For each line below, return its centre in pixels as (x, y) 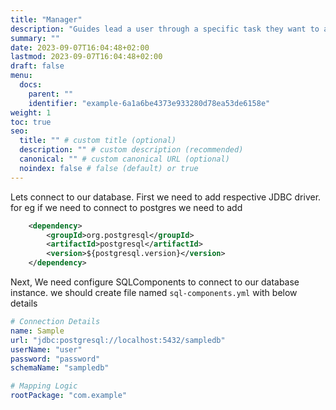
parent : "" (51, 94)
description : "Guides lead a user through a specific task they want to (165, 29)
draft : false (37, 66)
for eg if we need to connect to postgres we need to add (126, 207)
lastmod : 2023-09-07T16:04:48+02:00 (86, 57)
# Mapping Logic (44, 386)
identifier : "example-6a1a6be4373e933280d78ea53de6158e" (149, 103)
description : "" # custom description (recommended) (131, 150)
